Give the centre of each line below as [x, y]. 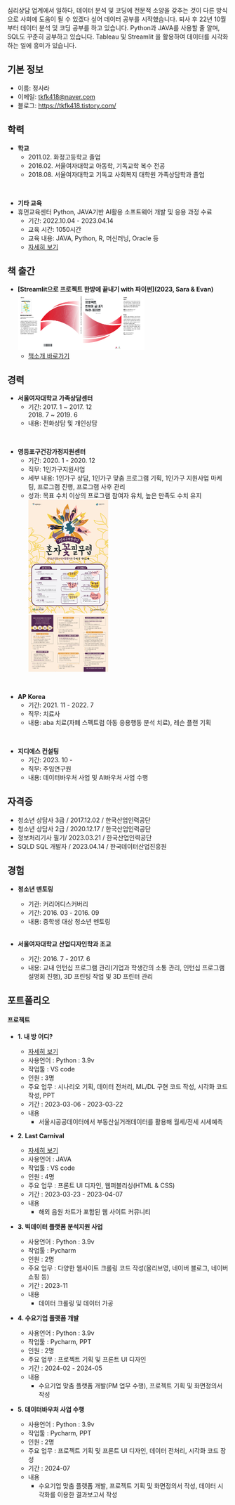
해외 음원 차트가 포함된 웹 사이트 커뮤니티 [94, 1212]
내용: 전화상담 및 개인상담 [63, 423]
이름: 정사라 [34, 88]
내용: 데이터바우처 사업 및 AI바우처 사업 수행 [88, 777]
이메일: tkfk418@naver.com [56, 96]
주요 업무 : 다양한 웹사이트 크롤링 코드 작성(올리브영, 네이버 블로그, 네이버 [128, 1268]
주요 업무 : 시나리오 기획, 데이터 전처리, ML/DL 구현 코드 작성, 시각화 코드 [128, 1087]
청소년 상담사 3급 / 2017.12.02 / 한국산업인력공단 [84, 820]
